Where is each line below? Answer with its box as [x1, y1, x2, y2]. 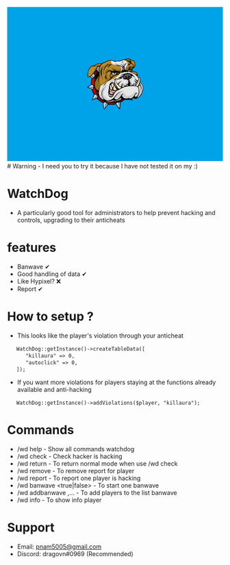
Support [7, 520, 55, 535]
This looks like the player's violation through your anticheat [16, 331, 183, 340]
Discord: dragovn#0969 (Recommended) [16, 549, 133, 557]
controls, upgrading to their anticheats [16, 216, 125, 224]
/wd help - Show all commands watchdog [16, 444, 135, 453]
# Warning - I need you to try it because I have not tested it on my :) [7, 162, 199, 170]
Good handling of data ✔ [16, 270, 88, 278]
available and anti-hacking [16, 385, 92, 393]
